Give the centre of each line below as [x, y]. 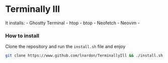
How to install [22, 36]
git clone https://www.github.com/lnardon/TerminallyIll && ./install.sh [84, 56]
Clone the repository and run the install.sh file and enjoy [65, 47]
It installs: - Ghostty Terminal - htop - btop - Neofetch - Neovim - [72, 23]
